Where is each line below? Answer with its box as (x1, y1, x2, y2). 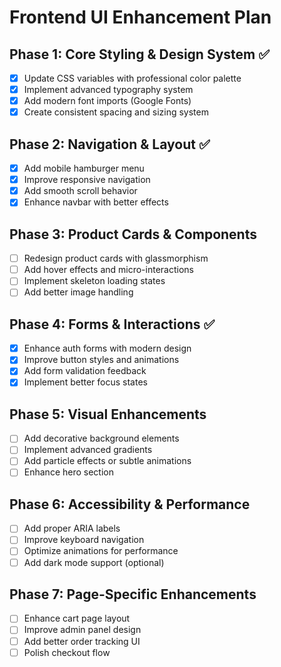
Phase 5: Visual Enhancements (9, 406, 207, 423)
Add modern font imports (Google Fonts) (23, 95, 192, 107)
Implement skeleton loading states (23, 275, 166, 287)
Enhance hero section (23, 466, 114, 478)
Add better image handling (23, 286, 134, 298)
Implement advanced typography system (23, 84, 194, 96)
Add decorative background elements (23, 432, 180, 445)
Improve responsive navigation (23, 174, 151, 186)
